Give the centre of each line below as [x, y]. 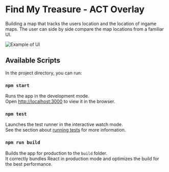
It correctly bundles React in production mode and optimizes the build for [82, 158]
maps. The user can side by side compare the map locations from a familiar [85, 29]
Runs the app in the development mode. [47, 96]
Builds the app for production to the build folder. [56, 153]
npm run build [23, 143]
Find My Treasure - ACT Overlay [75, 9]
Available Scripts [33, 61]
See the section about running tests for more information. [66, 130]
